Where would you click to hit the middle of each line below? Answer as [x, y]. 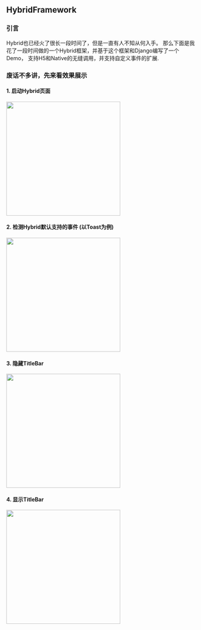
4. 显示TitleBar [25, 499]
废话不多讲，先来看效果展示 [47, 75]
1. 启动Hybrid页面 [28, 91]
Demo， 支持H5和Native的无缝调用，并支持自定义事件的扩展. [83, 58]
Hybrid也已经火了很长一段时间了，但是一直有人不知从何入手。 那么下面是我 [101, 43]
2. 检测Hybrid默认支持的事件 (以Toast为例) [60, 227]
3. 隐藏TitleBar [25, 363]
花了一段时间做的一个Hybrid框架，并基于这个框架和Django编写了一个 [93, 50]
